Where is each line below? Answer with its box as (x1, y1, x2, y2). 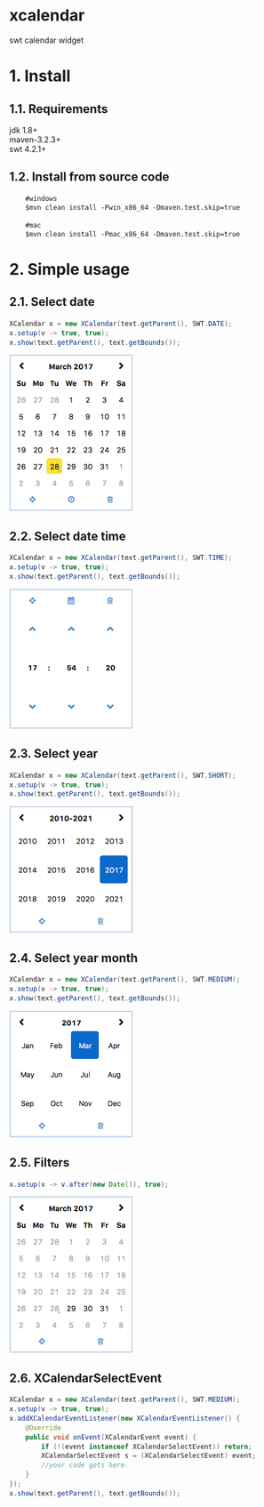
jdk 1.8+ (9, 124, 38, 135)
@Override (25, 1423, 62, 1432)
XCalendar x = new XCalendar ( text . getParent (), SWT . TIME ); (9, 553, 233, 563)
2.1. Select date (9, 294, 95, 309)
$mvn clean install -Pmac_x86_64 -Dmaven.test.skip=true (25, 229, 241, 238)
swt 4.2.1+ (9, 143, 47, 154)
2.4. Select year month (9, 950, 139, 966)
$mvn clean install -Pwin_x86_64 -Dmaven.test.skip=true (25, 203, 241, 212)
